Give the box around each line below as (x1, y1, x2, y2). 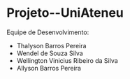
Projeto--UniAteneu (6, 5, 124, 21)
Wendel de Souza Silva (16, 49, 83, 57)
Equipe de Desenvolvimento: (6, 28, 89, 36)
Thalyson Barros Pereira (16, 41, 87, 50)
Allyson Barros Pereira (16, 64, 82, 72)
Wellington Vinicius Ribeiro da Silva (16, 56, 118, 64)
